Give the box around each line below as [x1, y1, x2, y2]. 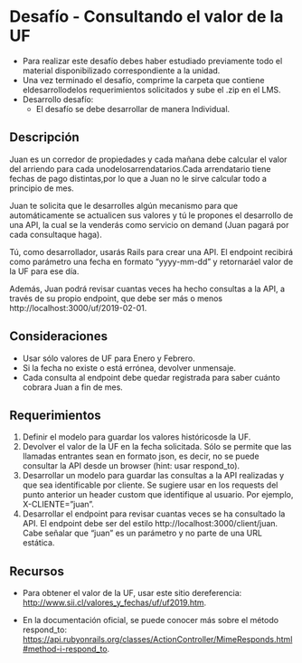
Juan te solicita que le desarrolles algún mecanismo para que [9, 200, 238, 211]
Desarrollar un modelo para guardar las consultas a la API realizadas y [22, 470, 285, 481]
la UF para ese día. [9, 265, 80, 277]
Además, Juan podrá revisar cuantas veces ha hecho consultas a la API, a [9, 283, 286, 294]
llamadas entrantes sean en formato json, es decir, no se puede [22, 450, 260, 462]
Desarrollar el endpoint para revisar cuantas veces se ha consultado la [22, 508, 286, 519]
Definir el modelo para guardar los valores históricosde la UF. [22, 431, 251, 442]
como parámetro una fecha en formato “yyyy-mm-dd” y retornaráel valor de [9, 256, 294, 267]
